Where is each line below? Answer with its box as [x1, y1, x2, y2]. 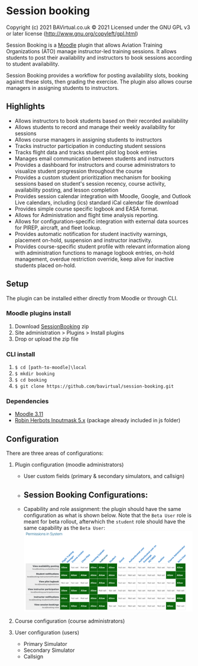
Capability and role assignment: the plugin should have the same [23, 506, 181, 513]
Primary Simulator [23, 641, 68, 648]
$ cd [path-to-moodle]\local [14, 365, 87, 371]
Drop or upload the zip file [14, 335, 79, 342]
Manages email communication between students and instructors [14, 155, 174, 162]
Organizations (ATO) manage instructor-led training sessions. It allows [6, 47, 177, 54]
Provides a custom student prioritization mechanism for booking [14, 173, 171, 181]
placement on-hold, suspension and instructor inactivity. [14, 237, 152, 244]
